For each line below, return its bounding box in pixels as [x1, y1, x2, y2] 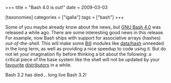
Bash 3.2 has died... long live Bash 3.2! [5, 72, 87, 78]
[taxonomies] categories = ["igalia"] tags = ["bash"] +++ [5, 14, 124, 20]
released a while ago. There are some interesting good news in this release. [5, 30, 164, 35]
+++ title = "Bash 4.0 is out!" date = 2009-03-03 [5, 5, 108, 10]
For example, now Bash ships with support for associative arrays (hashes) [5, 35, 161, 41]
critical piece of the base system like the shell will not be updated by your [5, 57, 160, 63]
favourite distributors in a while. [5, 62, 72, 68]
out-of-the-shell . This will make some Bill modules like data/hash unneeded [5, 40, 164, 46]
